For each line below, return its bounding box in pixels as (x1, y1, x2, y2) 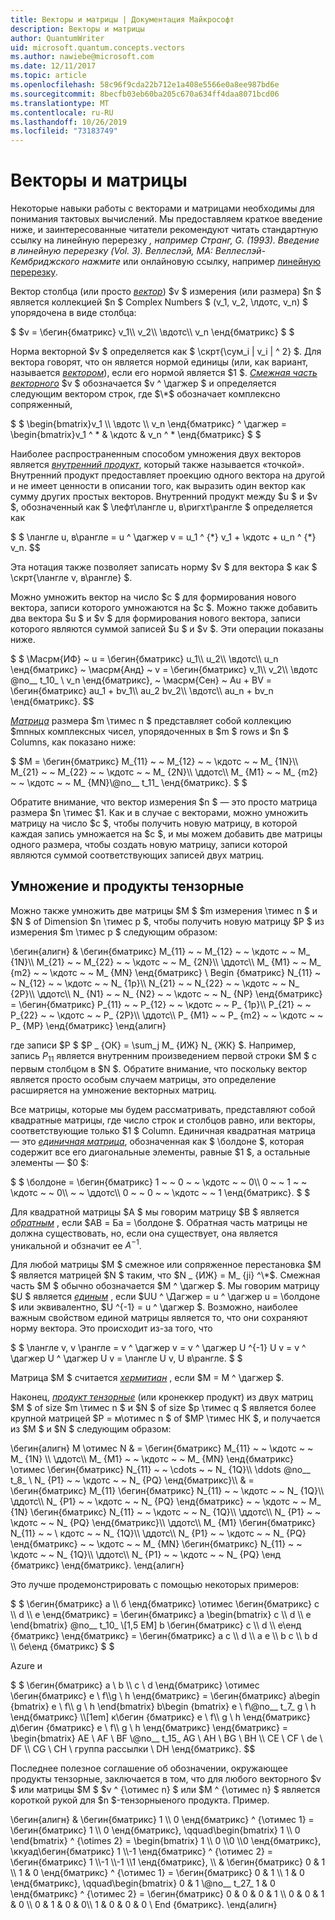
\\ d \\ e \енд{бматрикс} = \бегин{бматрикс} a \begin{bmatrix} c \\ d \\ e (10, 1609, 312, 1621)
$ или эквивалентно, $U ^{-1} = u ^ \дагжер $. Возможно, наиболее (10, 1301, 298, 1313)
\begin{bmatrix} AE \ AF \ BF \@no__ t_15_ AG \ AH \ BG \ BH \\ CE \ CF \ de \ (10, 1732, 323, 1745)
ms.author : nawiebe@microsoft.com (10, 52, 155, 62)
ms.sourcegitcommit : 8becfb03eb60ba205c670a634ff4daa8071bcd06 (10, 89, 280, 99)
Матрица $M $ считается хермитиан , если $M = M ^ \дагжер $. (10, 1372, 285, 1384)
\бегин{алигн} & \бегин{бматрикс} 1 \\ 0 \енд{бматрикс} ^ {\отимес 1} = (10, 1814, 315, 1826)
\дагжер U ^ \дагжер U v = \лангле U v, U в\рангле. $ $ (10, 1352, 243, 1365)
